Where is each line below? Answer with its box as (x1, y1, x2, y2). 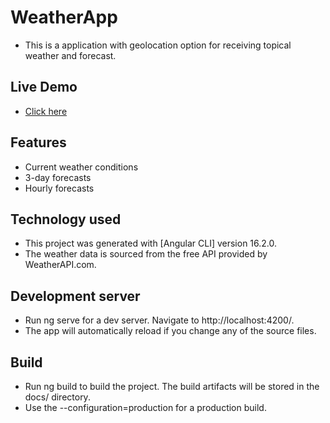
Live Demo (10, 79, 78, 96)
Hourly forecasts (24, 182, 95, 194)
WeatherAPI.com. (24, 259, 97, 271)
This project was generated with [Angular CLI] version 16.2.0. (24, 237, 278, 250)
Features (10, 134, 67, 151)
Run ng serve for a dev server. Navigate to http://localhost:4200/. (24, 314, 295, 326)
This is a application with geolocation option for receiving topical (24, 39, 292, 51)
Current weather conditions (24, 161, 139, 173)
